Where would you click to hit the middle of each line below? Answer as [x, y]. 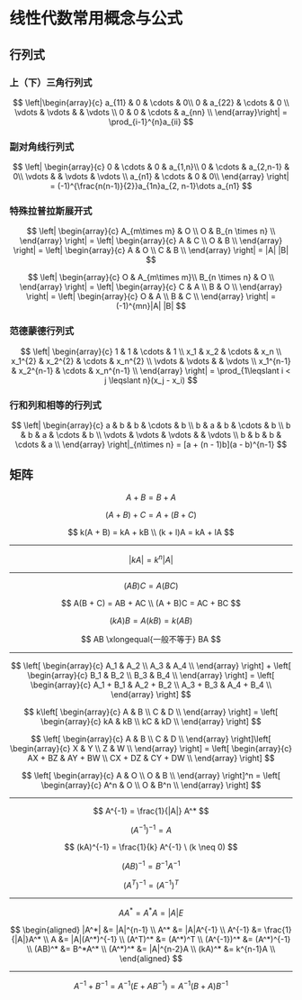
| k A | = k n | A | [151, 559]
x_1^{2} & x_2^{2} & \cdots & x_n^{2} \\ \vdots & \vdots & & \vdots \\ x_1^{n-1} [151, 360]
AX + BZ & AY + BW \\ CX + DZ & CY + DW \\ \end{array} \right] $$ [151, 758]
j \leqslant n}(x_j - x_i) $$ [151, 380]
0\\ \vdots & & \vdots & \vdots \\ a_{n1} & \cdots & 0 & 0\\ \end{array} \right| [151, 177]
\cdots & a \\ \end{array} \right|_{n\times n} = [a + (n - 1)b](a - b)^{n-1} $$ [151, 445]
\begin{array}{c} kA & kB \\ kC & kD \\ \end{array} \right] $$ [151, 721]
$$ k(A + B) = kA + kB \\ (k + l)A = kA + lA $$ [151, 532]
